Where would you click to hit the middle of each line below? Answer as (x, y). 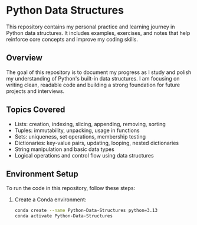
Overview (24, 58)
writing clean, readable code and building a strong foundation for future (93, 85)
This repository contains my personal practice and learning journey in (91, 27)
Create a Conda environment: (50, 200)
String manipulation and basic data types (65, 149)
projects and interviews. (35, 91)
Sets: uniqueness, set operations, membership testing (80, 136)
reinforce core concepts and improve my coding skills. (72, 39)
